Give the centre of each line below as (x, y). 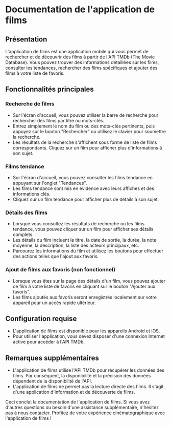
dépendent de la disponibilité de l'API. (52, 381)
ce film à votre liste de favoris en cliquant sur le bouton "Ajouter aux (84, 286)
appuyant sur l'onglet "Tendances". (50, 183)
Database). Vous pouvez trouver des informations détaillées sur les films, (82, 62)
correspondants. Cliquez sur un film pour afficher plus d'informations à (87, 147)
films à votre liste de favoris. (35, 73)
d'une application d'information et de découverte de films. (74, 392)
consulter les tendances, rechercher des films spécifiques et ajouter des (81, 68)
